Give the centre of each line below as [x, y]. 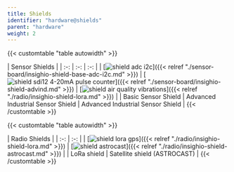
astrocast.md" [28, 154]
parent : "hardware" [36, 27]
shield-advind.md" [34, 89]
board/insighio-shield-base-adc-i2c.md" [66, 74]
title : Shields [30, 14]
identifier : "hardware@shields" [54, 20]
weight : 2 [22, 33]
